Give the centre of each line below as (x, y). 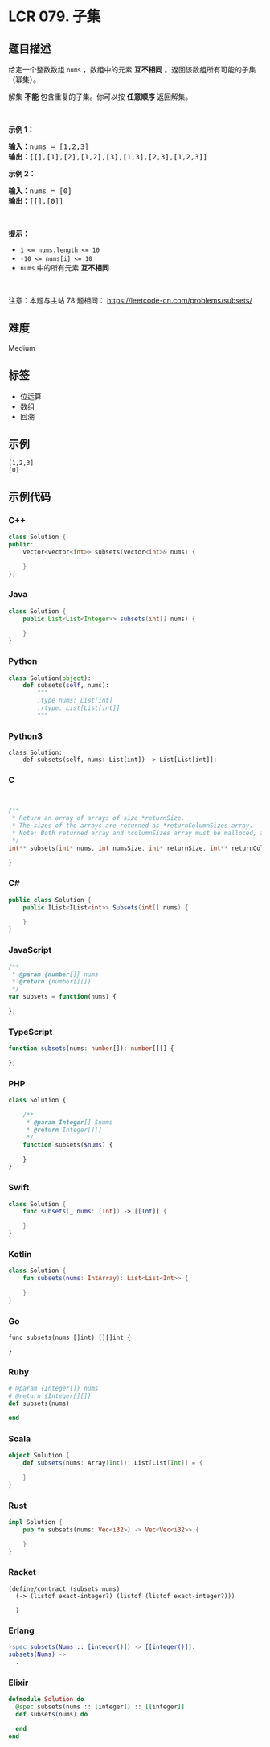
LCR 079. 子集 (55, 16)
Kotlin (20, 1254)
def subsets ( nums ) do (52, 1714)
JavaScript (30, 950)
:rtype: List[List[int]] (79, 708)
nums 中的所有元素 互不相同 (65, 268)
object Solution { (39, 1456)
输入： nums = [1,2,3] (49, 147)
